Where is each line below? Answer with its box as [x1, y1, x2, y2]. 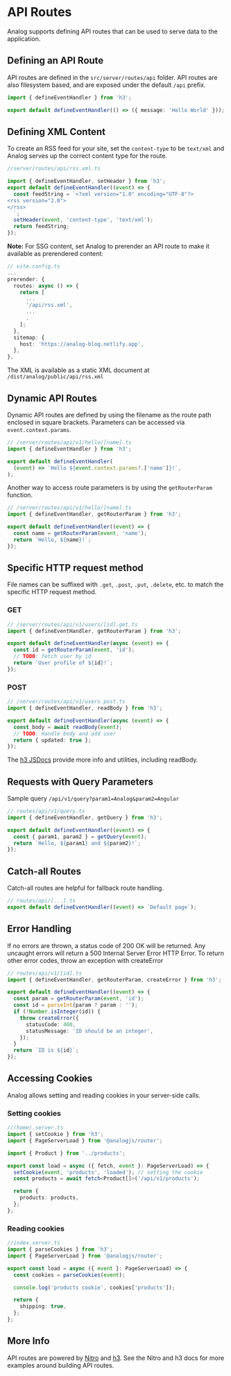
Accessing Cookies [7, 1073, 93, 1085]
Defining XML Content [7, 126, 106, 138]
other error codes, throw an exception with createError [7, 956, 164, 964]
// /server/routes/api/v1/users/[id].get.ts [7, 621, 138, 628]
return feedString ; [13, 223, 70, 230]
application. [7, 34, 41, 42]
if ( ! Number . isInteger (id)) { [13, 1008, 101, 1016]
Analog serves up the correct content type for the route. [7, 152, 168, 160]
